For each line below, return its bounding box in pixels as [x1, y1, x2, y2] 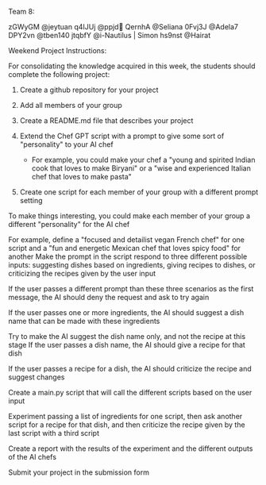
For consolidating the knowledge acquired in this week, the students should [8, 61, 256, 71]
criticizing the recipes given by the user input [8, 269, 156, 278]
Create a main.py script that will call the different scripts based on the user [8, 388, 253, 397]
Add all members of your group [19, 101, 122, 110]
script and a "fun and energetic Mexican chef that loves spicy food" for [8, 244, 241, 252]
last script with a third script [8, 429, 100, 437]
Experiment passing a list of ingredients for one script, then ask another [8, 412, 243, 421]
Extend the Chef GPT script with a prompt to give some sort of [19, 131, 225, 140]
